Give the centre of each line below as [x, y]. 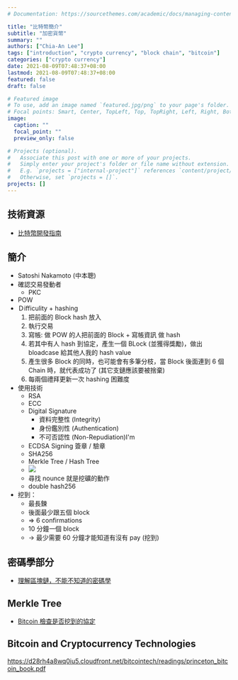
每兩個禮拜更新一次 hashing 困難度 [79, 379]
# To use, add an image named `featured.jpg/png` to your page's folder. [119, 106]
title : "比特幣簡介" [35, 27]
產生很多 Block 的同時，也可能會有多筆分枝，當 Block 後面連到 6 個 [126, 361]
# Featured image [33, 99]
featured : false [31, 79]
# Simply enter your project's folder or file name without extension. [119, 164]
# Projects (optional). [42, 151]
